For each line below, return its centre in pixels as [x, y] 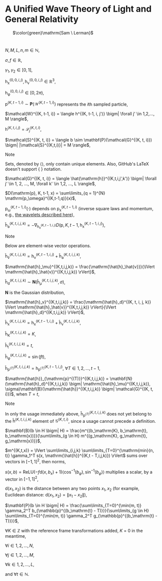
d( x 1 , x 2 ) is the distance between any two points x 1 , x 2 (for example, [72, 489]
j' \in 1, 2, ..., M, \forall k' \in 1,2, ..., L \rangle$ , [50, 183]
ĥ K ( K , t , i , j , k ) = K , [21, 334]
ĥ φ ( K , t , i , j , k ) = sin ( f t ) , [25, 357]
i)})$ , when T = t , [22, 394]
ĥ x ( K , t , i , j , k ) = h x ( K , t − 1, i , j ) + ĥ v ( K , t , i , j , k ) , [43, 323]
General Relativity [42, 19]
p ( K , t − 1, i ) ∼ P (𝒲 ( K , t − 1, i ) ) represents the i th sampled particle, [66, 104]
